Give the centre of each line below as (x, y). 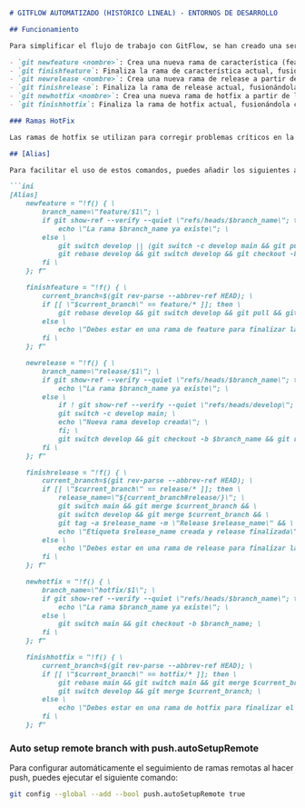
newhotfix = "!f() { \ (69, 582)
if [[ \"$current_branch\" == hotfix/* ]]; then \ (140, 674)
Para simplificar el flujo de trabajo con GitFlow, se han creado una (146, 45)
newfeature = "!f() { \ (71, 204)
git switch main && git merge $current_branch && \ (157, 506)
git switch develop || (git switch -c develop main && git (172, 245)
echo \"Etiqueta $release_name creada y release (152, 532)
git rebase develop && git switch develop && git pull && (170, 313)
